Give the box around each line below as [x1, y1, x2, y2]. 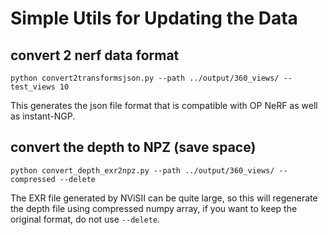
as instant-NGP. [10, 110, 76, 122]
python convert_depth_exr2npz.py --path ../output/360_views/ [10, 165, 275, 176]
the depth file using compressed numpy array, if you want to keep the [10, 202, 298, 214]
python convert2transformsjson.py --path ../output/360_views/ [10, 73, 280, 83]
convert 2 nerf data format [10, 47, 180, 64]
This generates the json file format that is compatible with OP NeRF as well [10, 100, 318, 111]
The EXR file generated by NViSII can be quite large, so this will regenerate [10, 192, 318, 204]
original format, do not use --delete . [10, 213, 161, 225]
